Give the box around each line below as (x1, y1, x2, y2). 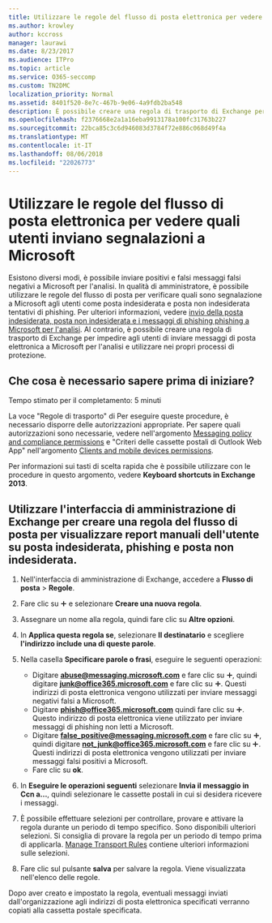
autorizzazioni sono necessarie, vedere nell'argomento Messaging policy (8, 428, 253, 438)
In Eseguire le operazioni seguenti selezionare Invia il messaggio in (19, 781, 249, 791)
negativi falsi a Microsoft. (32, 696, 117, 706)
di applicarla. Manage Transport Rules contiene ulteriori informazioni (19, 839, 249, 849)
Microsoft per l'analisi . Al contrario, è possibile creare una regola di (8, 324, 232, 334)
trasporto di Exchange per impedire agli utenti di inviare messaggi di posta (8, 333, 257, 343)
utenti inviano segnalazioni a (8, 229, 206, 247)
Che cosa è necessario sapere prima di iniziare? (8, 374, 255, 388)
